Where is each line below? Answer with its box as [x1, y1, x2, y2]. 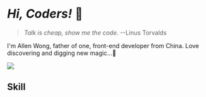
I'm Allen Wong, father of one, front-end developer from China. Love [7, 41, 199, 50]
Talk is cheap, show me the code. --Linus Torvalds [23, 28, 167, 37]
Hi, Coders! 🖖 [7, 6, 83, 22]
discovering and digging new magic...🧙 [7, 49, 117, 57]
